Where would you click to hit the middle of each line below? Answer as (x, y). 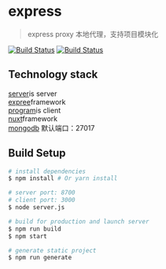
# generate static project (52, 250)
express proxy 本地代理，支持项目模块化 (93, 34)
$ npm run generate (40, 258)
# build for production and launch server (79, 221)
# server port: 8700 (42, 193)
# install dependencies (47, 171)
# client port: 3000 (42, 200)
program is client (35, 110)
